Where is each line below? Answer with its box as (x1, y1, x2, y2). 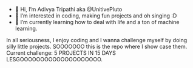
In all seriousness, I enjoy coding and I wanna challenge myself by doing (6, 37, 188, 43)
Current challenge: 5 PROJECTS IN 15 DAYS (6, 49, 117, 57)
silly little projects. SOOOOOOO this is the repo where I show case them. (6, 43, 188, 50)
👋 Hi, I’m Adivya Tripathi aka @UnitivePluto (15, 6, 123, 13)
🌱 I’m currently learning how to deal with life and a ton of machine (15, 19, 180, 25)
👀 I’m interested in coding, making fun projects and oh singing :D (15, 12, 177, 19)
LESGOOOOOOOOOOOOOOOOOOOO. (6, 56, 103, 63)
